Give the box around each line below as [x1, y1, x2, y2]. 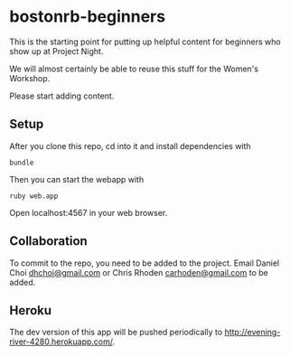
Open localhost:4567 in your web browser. [9, 207, 168, 218]
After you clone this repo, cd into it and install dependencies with [9, 140, 251, 151]
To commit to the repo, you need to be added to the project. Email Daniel [9, 258, 280, 268]
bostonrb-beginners [9, 6, 165, 27]
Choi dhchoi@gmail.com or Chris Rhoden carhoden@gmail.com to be [9, 267, 268, 277]
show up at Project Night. [9, 45, 104, 56]
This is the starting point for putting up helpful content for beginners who [9, 36, 282, 47]
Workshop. [9, 72, 51, 83]
